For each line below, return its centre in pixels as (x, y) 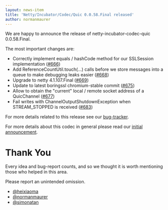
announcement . (21, 132)
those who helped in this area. (37, 172)
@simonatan (25, 202)
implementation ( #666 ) (36, 64)
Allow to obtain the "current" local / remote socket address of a (78, 91)
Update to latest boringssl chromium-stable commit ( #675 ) (74, 86)
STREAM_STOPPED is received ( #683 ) (53, 107)
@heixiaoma (25, 192)
